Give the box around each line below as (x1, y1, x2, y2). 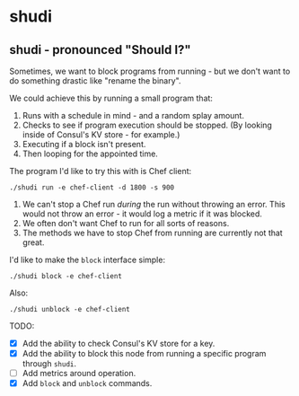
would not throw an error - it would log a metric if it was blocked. (22, 208, 263, 219)
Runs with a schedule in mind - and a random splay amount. (22, 110, 245, 120)
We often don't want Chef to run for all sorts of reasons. (22, 218, 230, 228)
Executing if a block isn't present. (22, 139, 146, 149)
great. (22, 237, 45, 248)
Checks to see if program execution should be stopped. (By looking (22, 119, 272, 130)
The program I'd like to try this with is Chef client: (9, 166, 192, 176)
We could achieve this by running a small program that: (9, 92, 214, 103)
